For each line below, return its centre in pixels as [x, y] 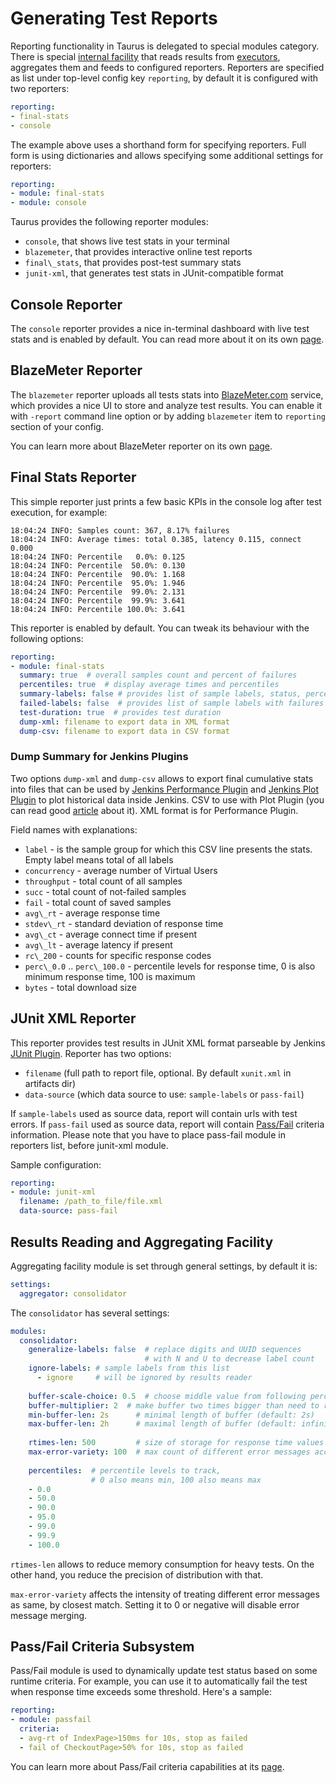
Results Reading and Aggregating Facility [142, 1242]
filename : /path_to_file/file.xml [91, 1202]
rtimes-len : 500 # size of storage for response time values [176, 1443]
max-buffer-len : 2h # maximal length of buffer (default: [163, 1424]
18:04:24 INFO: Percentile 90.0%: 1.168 [98, 574]
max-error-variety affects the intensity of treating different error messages [165, 1594]
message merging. [49, 1615]
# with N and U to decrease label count [229, 1359]
